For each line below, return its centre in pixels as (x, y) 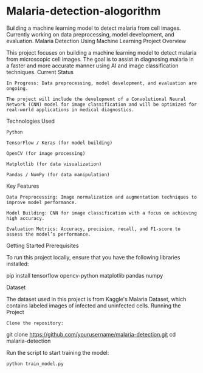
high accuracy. (26, 218)
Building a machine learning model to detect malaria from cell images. (94, 28)
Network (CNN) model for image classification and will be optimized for (102, 104)
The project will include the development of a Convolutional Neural (96, 99)
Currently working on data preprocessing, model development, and (90, 34)
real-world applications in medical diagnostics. (71, 110)
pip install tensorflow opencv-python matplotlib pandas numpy (85, 275)
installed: (18, 264)
